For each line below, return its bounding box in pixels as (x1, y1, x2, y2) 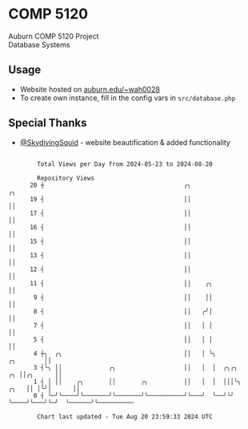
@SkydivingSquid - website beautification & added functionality (19, 137, 230, 147)
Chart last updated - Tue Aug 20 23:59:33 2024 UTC (37, 412, 214, 421)
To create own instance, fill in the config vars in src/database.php (19, 93, 236, 103)
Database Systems (8, 39, 70, 49)
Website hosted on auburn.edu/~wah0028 (19, 84, 160, 94)
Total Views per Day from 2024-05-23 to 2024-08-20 (37, 160, 214, 168)
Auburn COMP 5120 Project (8, 31, 99, 41)
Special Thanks (8, 116, 87, 130)
